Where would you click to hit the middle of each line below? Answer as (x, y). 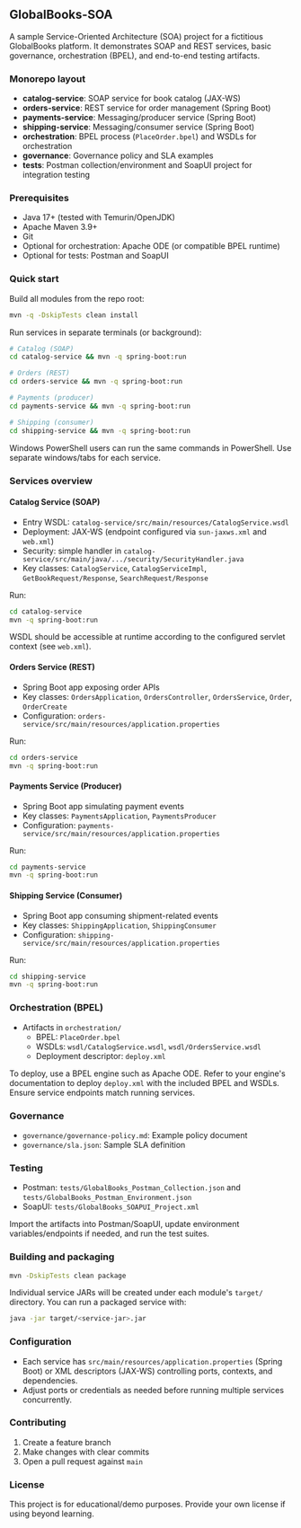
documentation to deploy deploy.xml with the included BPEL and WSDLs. (145, 1082)
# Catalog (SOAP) (42, 349)
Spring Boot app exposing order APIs (91, 687)
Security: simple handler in (72, 551)
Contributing (38, 1423)
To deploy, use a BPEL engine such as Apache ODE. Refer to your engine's (147, 1073)
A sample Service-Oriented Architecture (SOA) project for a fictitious (136, 36)
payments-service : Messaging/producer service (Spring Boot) (139, 118)
